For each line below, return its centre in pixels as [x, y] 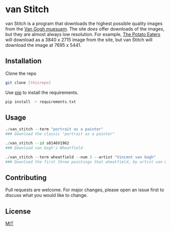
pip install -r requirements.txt [41, 102]
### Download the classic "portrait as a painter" [60, 134]
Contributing [26, 177]
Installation [23, 61]
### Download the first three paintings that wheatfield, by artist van [84, 162]
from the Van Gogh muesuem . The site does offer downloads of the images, [85, 28]
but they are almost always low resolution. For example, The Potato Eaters [83, 34]
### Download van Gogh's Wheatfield [44, 148]
